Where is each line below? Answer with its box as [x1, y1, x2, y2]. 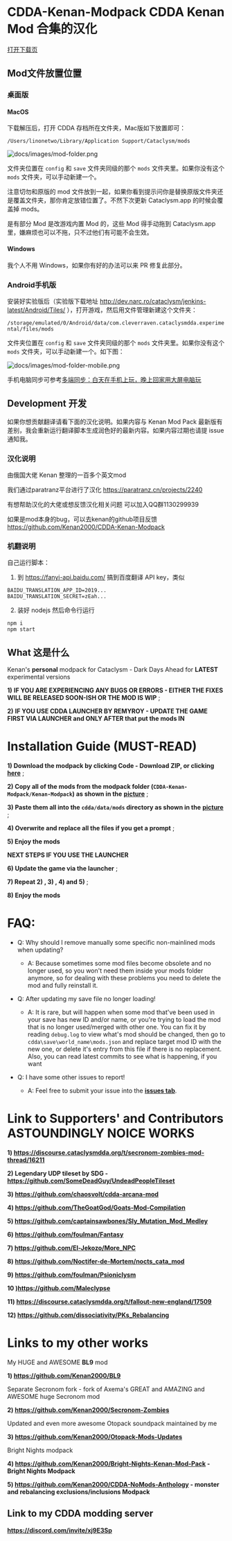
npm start [7, 626, 36, 633]
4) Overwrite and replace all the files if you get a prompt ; [7, 824, 175, 833]
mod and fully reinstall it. [27, 982, 98, 990]
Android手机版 [7, 280, 57, 290]
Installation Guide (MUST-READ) [7, 739, 197, 754]
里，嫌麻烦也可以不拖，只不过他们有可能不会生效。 [7, 228, 153, 236]
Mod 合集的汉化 [7, 21, 98, 37]
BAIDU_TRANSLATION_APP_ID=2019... [7, 587, 107, 594]
